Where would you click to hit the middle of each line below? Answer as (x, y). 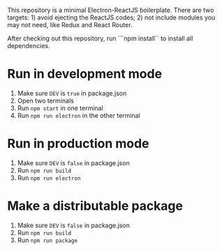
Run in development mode (85, 74)
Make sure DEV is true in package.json (72, 93)
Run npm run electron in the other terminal (79, 115)
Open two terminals (46, 100)
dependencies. (29, 46)
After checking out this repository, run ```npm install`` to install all (100, 38)
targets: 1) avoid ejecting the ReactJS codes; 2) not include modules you (111, 17)
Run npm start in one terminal (60, 108)
